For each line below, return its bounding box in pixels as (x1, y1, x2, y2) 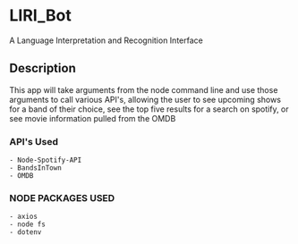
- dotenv (9, 228, 42, 237)
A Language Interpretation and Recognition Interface (9, 35, 203, 46)
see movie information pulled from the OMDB (9, 113, 176, 123)
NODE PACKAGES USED (9, 191, 115, 204)
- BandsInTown (9, 164, 63, 172)
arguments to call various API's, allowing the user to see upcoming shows (9, 94, 282, 105)
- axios (9, 212, 38, 222)
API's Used (9, 135, 59, 147)
